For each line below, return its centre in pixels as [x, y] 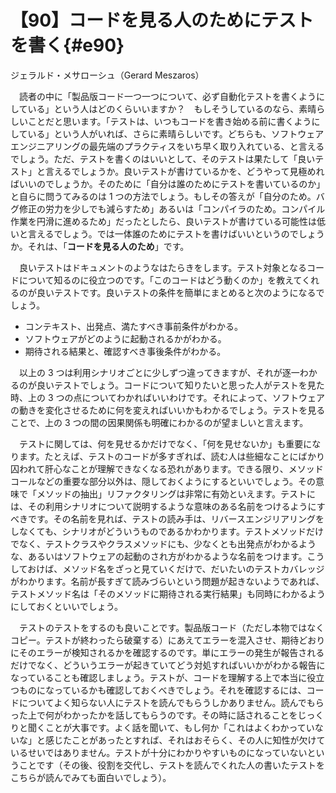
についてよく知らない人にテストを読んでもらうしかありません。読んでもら [171, 702]
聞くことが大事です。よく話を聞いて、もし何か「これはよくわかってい [171, 727]
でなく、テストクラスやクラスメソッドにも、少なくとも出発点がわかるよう [163, 543]
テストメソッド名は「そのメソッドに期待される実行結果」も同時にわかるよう [168, 593]
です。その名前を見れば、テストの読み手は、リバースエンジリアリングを [176, 518]
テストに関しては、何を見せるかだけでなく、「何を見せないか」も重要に [165, 443]
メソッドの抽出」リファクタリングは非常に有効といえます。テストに [176, 493]
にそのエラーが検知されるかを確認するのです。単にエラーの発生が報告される [167, 652]
